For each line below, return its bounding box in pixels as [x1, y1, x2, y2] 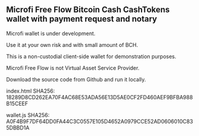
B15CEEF [6, 100, 29, 107]
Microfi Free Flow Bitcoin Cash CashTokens [6, 5, 170, 15]
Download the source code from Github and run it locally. [6, 75, 147, 83]
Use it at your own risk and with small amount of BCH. [6, 41, 138, 48]
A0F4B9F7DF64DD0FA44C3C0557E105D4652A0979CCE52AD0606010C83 [6, 118, 193, 125]
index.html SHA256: [6, 87, 55, 94]
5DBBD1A [6, 124, 30, 131]
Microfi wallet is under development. [6, 30, 96, 37]
